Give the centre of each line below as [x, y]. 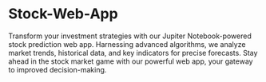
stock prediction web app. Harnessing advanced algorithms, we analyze [127, 44]
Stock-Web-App [63, 14]
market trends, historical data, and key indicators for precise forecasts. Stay [133, 53]
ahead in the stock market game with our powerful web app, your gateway [131, 61]
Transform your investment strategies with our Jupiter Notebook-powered [130, 36]
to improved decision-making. [58, 69]
